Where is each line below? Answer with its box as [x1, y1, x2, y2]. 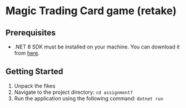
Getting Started [5, 67, 64, 77]
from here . [14, 50, 40, 57]
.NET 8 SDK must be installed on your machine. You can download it [14, 43, 180, 50]
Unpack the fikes [14, 82, 56, 89]
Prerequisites [5, 28, 56, 38]
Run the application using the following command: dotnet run [14, 94, 164, 102]
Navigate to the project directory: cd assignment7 [14, 89, 133, 96]
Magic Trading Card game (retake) [5, 4, 177, 18]
